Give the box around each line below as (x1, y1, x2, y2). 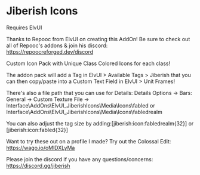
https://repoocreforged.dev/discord (6, 48, 94, 55)
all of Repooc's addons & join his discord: (6, 42, 108, 49)
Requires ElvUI (6, 24, 42, 31)
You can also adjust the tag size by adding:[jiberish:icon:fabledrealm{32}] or (6, 119, 194, 127)
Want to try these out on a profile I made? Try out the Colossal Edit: (6, 137, 171, 145)
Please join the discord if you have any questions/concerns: (6, 155, 153, 162)
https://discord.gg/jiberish (6, 162, 70, 169)
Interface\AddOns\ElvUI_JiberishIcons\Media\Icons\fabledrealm (6, 108, 162, 115)
